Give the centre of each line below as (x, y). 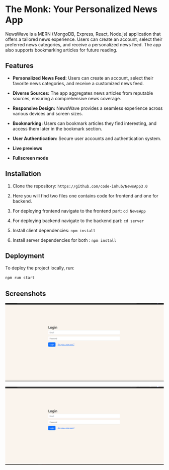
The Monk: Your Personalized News (81, 9)
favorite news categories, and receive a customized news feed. (78, 83)
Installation (23, 174)
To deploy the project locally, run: (40, 268)
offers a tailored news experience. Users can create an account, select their (84, 39)
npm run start (20, 278)
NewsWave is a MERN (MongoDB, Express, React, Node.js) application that (83, 34)
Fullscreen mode (30, 158)
